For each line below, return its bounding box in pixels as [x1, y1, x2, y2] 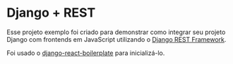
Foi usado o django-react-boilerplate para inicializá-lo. [6, 49, 165, 57]
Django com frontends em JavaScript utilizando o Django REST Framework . [6, 35, 227, 43]
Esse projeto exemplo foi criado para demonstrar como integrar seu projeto [6, 28, 226, 36]
